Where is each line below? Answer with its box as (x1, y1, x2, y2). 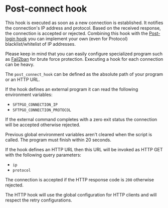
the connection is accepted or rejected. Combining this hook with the (5, 30, 148, 36)
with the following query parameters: (5, 152, 82, 158)
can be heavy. (5, 61, 35, 67)
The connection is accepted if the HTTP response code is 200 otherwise (5, 176, 154, 182)
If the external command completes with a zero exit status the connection (5, 116, 157, 122)
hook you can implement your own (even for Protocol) (16, 36, 128, 42)
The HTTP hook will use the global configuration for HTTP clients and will (5, 191, 157, 197)
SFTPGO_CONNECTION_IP (12, 102, 58, 107)
